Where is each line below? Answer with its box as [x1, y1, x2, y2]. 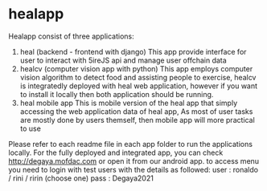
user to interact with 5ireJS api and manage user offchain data [19, 55, 227, 65]
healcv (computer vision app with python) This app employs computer [19, 63, 253, 73]
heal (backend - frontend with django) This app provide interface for [19, 47, 247, 56]
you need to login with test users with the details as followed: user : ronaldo [8, 165, 259, 174]
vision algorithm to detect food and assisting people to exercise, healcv [19, 72, 257, 82]
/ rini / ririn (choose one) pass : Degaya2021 [8, 173, 154, 183]
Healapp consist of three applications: [8, 31, 134, 41]
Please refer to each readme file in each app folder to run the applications [8, 139, 253, 148]
